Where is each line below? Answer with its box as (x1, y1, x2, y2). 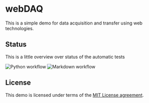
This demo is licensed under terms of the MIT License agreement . (5, 92, 144, 98)
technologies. (5, 25, 34, 31)
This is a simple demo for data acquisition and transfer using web (5, 20, 143, 26)
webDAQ (5, 3, 43, 15)
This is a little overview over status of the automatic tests (5, 54, 125, 60)
